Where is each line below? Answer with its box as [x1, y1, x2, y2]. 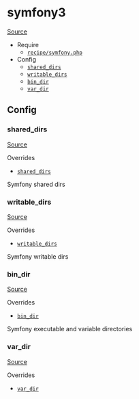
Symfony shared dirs [7, 180, 66, 188]
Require [16, 40, 40, 49]
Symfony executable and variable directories [7, 325, 133, 333]
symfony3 [7, 5, 66, 21]
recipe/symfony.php [27, 49, 83, 56]
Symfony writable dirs [7, 252, 69, 261]
